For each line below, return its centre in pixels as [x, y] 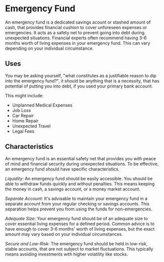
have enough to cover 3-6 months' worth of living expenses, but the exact [80, 229]
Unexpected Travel [31, 126]
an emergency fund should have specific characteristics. [62, 169]
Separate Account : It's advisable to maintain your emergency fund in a [76, 198]
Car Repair [23, 116]
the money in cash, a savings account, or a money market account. [73, 189]
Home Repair [25, 120]
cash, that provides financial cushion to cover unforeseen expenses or [76, 27]
